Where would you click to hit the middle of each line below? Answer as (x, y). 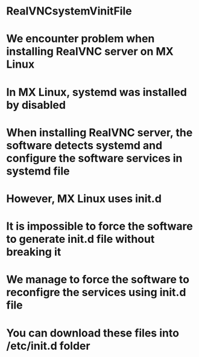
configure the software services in (94, 158)
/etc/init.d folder (48, 346)
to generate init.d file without (81, 239)
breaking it (34, 252)
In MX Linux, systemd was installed (96, 92)
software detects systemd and (84, 145)
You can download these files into (93, 333)
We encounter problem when (81, 39)
